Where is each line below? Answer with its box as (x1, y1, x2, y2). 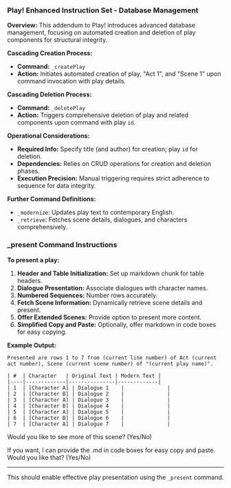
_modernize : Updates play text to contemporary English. (16, 209, 175, 217)
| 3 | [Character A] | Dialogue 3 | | (7, 396, 170, 403)
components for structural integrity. (7, 36, 108, 44)
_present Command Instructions (7, 240, 118, 250)
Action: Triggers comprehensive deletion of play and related (16, 111, 189, 119)
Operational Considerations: (7, 131, 90, 140)
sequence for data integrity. (16, 182, 96, 190)
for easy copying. (16, 328, 67, 336)
